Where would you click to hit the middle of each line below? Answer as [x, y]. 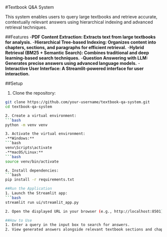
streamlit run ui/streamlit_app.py [42, 202]
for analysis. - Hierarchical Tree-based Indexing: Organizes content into [81, 42]
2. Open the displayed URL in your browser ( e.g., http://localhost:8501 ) [84, 211]
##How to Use [19, 220]
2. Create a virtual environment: [41, 116]
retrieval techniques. [26, 27]
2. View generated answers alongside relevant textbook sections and [79, 230]
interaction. [17, 74]
